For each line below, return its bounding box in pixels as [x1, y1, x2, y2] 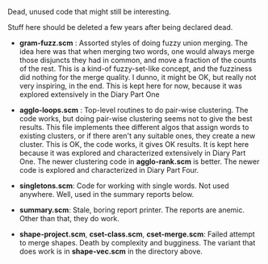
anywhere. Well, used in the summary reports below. [19, 190, 195, 199]
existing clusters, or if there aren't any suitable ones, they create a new [19, 131, 256, 140]
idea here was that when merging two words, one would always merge [19, 47, 255, 56]
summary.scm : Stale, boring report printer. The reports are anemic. [19, 205, 245, 215]
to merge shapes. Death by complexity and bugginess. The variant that [19, 238, 256, 247]
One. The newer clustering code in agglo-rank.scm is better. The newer [19, 157, 260, 166]
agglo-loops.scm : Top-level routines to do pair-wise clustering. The [19, 105, 249, 115]
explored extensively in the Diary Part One [19, 90, 160, 99]
